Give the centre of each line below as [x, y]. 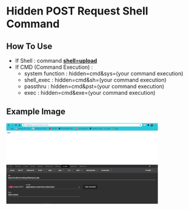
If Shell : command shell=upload [56, 61]
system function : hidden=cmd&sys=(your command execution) [104, 73]
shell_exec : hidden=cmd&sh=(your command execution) [95, 80]
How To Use [29, 46]
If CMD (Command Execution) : [54, 67]
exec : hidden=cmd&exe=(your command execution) [90, 93]
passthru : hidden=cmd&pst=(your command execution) [94, 86]
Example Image [36, 112]
